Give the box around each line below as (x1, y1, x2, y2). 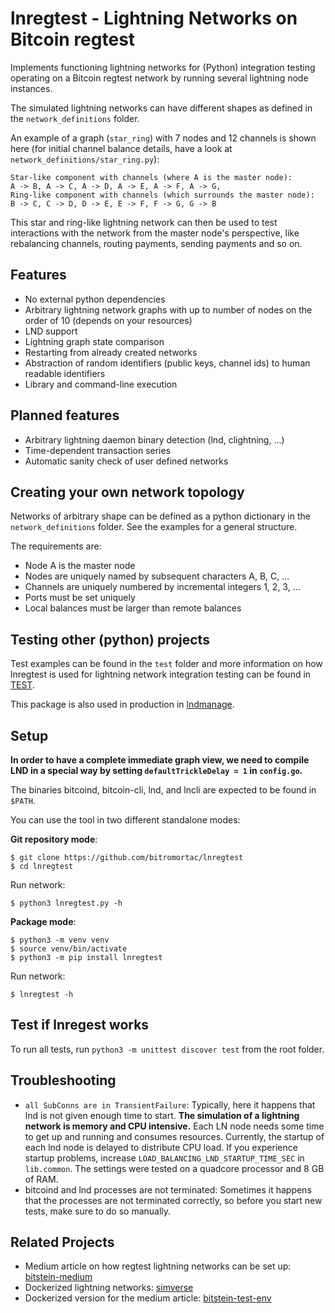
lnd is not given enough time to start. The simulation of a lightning (24, 1109, 300, 1121)
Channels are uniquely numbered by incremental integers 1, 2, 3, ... (24, 581, 301, 593)
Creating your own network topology (10, 483, 245, 501)
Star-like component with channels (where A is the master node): (10, 172, 293, 182)
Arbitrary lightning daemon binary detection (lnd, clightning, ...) (24, 433, 285, 446)
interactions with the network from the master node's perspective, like (10, 227, 300, 239)
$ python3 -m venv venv (10, 935, 110, 945)
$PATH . (10, 795, 36, 806)
